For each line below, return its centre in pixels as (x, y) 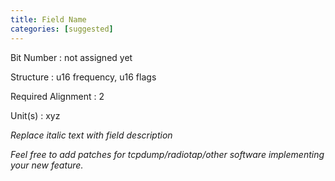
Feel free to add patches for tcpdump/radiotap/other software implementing (167, 154)
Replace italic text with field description (91, 135)
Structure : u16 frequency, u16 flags (83, 77)
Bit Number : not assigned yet (71, 57)
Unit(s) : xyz (35, 115)
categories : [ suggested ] (62, 29)
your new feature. (47, 165)
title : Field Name (48, 19)
